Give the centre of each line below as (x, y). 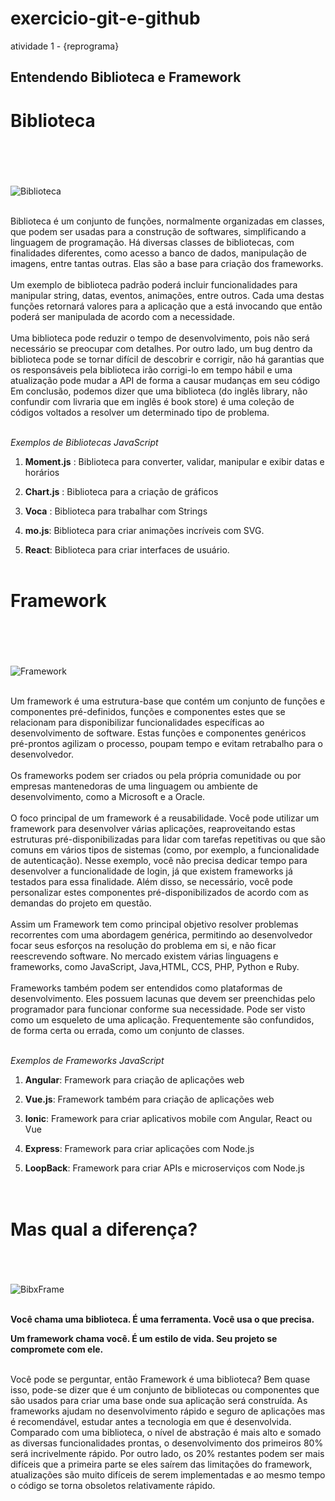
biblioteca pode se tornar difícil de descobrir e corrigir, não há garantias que (167, 359)
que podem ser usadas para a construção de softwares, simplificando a (158, 231)
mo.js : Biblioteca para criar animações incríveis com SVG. (144, 530)
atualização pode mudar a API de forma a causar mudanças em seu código (165, 380)
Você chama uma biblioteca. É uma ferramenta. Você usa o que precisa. (162, 1319)
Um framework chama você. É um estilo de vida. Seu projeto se (144, 1339)
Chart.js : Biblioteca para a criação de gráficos (121, 491)
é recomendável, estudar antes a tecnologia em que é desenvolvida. (151, 1422)
